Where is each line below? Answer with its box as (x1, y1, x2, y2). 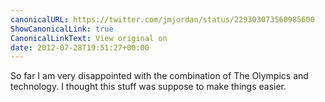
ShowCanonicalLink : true (10, 24, 114, 34)
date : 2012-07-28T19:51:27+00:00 (10, 42, 150, 53)
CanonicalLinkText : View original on (10, 33, 168, 43)
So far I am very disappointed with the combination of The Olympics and (10, 70, 309, 82)
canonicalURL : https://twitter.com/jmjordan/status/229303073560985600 (10, 14, 315, 25)
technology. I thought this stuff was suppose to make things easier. (10, 81, 287, 93)
